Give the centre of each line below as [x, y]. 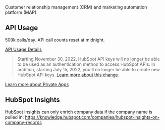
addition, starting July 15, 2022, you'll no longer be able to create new [88, 69]
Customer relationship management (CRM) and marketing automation [76, 7]
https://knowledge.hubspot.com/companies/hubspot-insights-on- [92, 117]
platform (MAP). [22, 12]
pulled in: [14, 117]
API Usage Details [24, 49]
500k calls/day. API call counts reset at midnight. [55, 40]
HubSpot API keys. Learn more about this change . [68, 75]
